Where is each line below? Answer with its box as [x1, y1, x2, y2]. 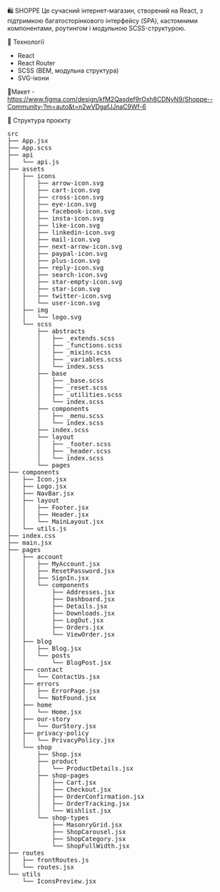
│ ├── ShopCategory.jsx [7, 835, 127, 843]
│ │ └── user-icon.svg [7, 299, 101, 307]
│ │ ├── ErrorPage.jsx [7, 687, 101, 695]
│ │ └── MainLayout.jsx [7, 518, 104, 525]
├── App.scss [7, 144, 53, 152]
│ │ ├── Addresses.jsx [7, 588, 115, 596]
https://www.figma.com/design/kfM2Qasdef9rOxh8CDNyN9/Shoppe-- [7, 95, 213, 103]
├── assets [7, 165, 45, 173]
